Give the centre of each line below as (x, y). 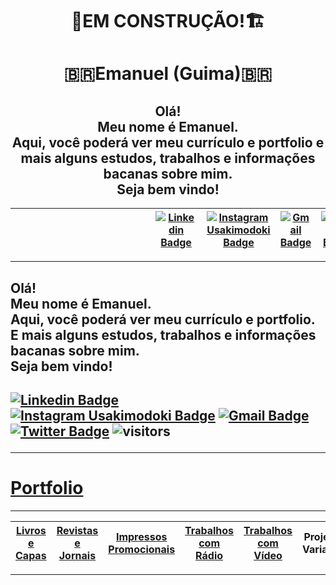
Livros (31, 530)
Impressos (141, 536)
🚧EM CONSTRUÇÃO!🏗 (168, 21)
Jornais (77, 555)
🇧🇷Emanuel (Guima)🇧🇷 (168, 74)
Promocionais (142, 549)
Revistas (77, 530)
